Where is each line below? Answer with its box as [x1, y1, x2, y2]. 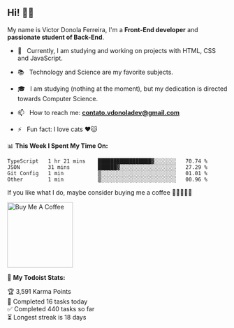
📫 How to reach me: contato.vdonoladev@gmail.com [17, 108, 180, 117]
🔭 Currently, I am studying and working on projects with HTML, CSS [17, 46, 217, 54]
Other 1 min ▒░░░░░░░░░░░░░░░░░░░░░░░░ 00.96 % [7, 176, 208, 183]
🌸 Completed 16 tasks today [7, 297, 88, 306]
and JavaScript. [17, 54, 63, 62]
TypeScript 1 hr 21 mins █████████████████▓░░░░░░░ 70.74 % [7, 158, 208, 165]
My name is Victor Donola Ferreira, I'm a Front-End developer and [7, 25, 198, 33]
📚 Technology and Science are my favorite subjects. [17, 68, 173, 76]
